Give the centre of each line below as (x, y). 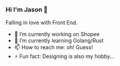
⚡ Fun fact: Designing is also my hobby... (64, 56)
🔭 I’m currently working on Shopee (57, 34)
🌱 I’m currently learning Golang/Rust (59, 41)
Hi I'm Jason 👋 (27, 10)
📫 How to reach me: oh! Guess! (53, 47)
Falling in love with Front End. (42, 23)
